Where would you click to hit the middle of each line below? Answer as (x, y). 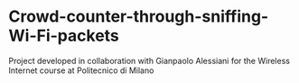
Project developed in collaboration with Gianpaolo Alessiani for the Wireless (149, 60)
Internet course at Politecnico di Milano (81, 70)
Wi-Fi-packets (64, 36)
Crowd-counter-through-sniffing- (139, 17)
